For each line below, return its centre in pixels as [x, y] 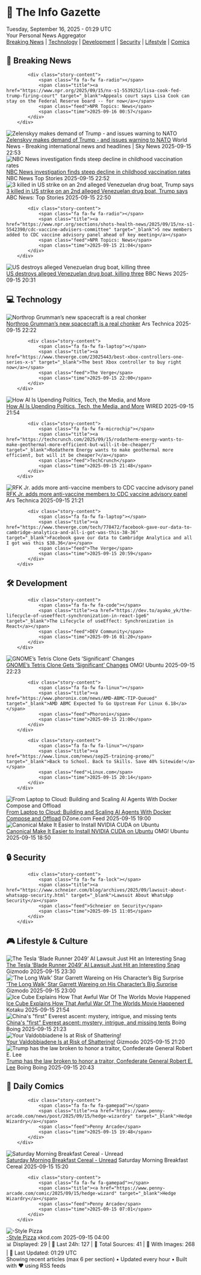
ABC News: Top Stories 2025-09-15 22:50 [59, 197]
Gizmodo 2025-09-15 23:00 [41, 990]
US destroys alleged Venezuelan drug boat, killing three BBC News [89, 273]
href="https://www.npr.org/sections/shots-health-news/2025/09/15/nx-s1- [101, 224]
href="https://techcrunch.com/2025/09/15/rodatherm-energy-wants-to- [95, 439]
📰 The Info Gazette [54, 12]
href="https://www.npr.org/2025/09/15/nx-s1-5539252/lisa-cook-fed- [94, 90]
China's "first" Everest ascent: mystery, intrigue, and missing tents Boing [96, 1022]
